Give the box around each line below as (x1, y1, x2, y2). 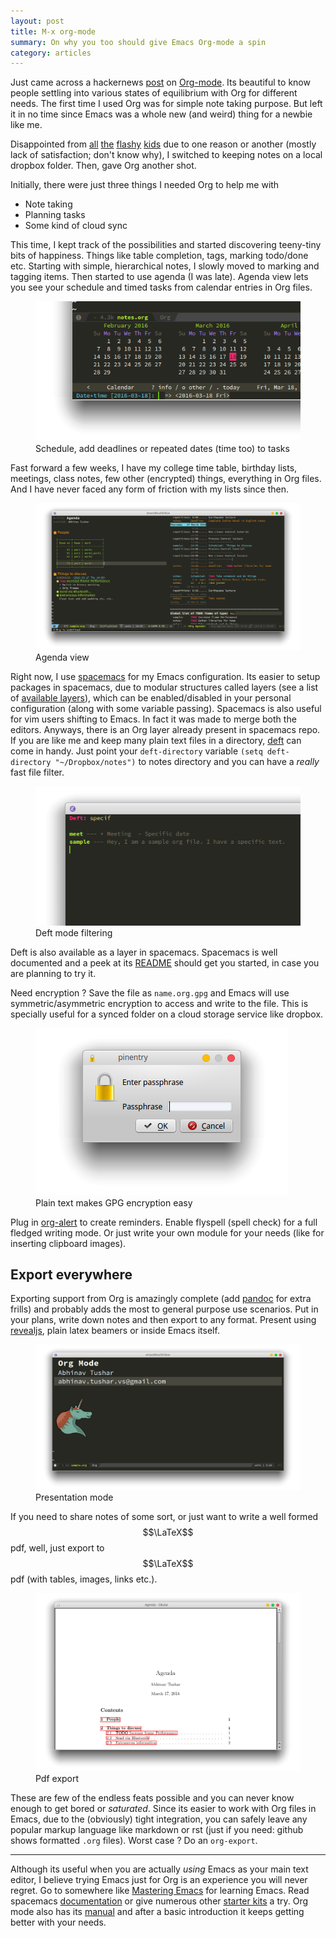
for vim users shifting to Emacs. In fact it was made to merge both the (10, 713, 297, 725)
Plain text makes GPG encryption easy (35, 1196, 193, 1209)
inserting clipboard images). (10, 1237, 127, 1249)
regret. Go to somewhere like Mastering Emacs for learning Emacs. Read (10, 1884, 310, 1896)
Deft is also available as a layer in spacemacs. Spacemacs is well (10, 946, 278, 958)
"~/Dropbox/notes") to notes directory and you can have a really (54, 756, 320, 768)
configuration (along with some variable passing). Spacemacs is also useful (10, 703, 322, 715)
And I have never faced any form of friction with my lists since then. (10, 483, 289, 495)
